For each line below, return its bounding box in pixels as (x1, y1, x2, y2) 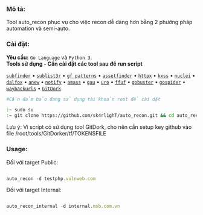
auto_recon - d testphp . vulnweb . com (6, 175, 96, 182)
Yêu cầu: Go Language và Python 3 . (6, 54, 92, 61)
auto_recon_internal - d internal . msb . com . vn (6, 204, 120, 210)
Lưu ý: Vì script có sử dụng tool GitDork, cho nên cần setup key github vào (6, 123, 192, 131)
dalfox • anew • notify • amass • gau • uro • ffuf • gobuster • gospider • (6, 78, 186, 86)
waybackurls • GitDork (6, 84, 62, 92)
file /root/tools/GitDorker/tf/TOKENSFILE (6, 130, 107, 137)
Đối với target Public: (6, 158, 59, 166)
